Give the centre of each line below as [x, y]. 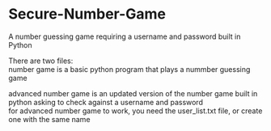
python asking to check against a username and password [106, 102]
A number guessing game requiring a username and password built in [125, 36]
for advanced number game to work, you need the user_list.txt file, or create [135, 111]
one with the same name [49, 119]
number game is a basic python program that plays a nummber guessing [129, 69]
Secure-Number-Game [87, 14]
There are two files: [41, 61]
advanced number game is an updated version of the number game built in [133, 93]
